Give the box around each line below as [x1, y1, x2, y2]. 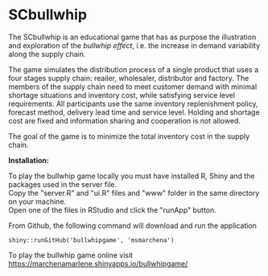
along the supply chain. [8, 49, 86, 59]
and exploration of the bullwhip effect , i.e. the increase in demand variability [8, 40, 261, 50]
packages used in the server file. [8, 179, 118, 189]
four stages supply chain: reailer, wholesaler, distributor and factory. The [8, 73, 249, 83]
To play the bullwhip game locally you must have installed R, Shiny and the [8, 171, 255, 181]
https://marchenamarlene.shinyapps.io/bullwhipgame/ [8, 258, 188, 268]
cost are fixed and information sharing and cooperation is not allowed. [8, 116, 241, 125]
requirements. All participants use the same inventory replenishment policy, [8, 99, 259, 108]
